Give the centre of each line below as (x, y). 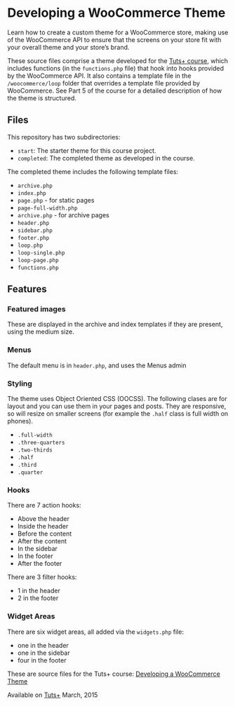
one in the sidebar (43, 653)
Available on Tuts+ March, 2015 (53, 695)
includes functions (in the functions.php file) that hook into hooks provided (116, 68)
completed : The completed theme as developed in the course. (106, 158)
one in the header (43, 645)
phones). (20, 421)
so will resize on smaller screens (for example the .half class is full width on (118, 414)
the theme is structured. (42, 98)
